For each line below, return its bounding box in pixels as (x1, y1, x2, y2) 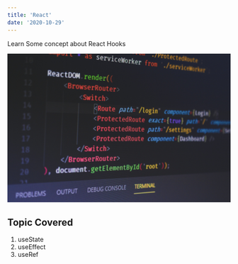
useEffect (17, 242, 46, 251)
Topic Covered (7, 216, 74, 229)
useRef (17, 250, 39, 258)
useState (17, 235, 44, 243)
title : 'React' (7, 11, 52, 18)
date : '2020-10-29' (7, 18, 65, 26)
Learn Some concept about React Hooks (7, 39, 126, 48)
